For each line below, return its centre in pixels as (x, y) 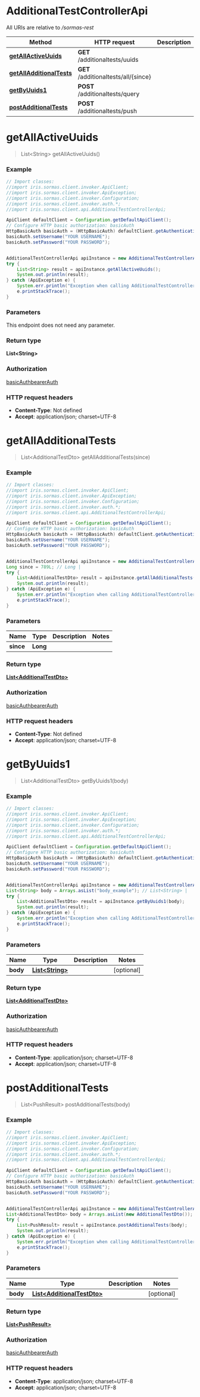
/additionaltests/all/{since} (115, 77)
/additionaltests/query (109, 93)
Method (41, 42)
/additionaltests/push (107, 111)
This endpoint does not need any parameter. (60, 325)
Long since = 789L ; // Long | (44, 567)
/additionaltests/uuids (108, 60)
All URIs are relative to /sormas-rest (50, 27)
